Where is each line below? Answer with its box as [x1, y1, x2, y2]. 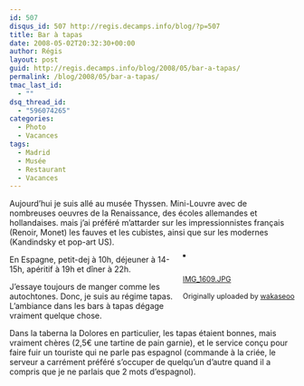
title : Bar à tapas [9, 30, 83, 39]
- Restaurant [17, 165, 67, 174]
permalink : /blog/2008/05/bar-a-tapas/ [9, 72, 160, 82]
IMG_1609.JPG [182, 275, 232, 285]
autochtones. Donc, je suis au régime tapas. [9, 291, 174, 302]
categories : [9, 114, 54, 123]
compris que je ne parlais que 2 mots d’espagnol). [9, 366, 196, 377]
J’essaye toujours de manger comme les [9, 282, 160, 293]
